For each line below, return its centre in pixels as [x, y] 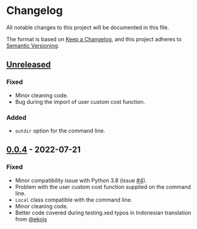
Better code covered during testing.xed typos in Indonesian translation [103, 213]
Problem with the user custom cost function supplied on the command [103, 186]
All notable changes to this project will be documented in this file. [88, 27]
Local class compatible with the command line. [74, 200]
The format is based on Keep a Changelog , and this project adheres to [94, 39]
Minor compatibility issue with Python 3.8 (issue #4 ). [81, 180]
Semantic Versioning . [33, 46]
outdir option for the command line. [60, 131]
